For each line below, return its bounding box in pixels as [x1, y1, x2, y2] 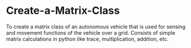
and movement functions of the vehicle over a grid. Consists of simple [6, 29, 176, 36]
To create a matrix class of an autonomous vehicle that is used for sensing [6, 23, 186, 30]
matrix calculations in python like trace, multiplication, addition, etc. [6, 35, 169, 42]
